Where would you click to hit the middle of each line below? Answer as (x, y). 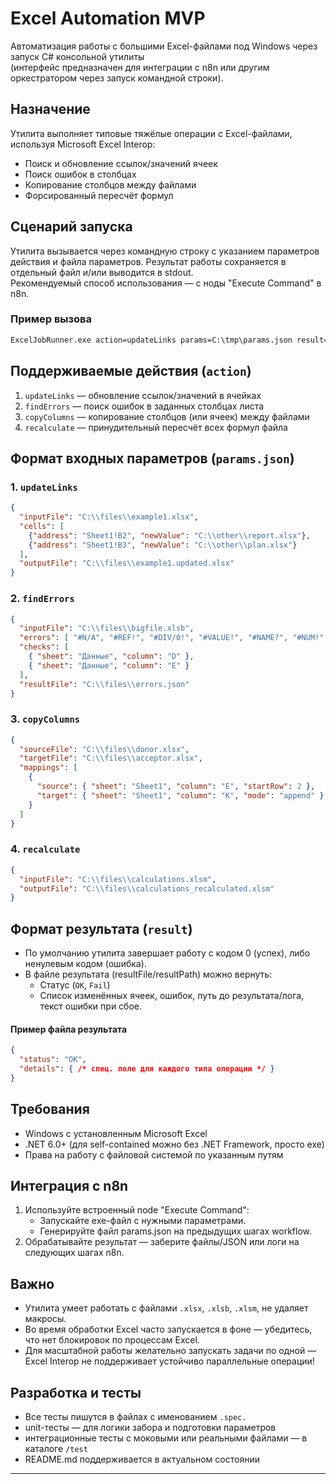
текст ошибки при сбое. (90, 1006)
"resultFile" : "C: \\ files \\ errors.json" (104, 684)
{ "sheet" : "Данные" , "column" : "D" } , (111, 657)
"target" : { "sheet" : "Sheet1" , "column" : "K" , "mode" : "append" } (180, 795)
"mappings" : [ (48, 768)
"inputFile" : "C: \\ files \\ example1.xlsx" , (109, 517)
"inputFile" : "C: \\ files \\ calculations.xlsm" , (118, 879)
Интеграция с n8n (69, 1185)
